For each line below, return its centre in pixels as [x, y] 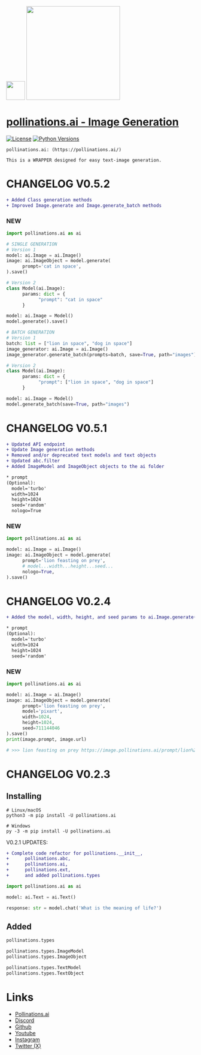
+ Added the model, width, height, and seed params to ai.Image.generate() [103, 617]
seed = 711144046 [41, 728]
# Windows [19, 826]
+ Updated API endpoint [36, 444]
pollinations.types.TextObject [45, 973]
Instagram [27, 1039]
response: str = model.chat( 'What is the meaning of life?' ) [84, 908]
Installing [24, 796]
